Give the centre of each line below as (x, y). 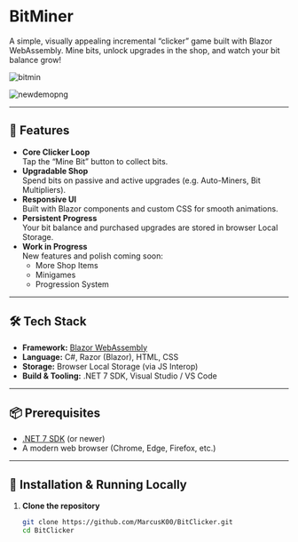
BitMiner (41, 16)
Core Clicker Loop (56, 152)
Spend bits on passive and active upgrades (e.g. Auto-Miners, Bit (141, 180)
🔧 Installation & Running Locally (98, 485)
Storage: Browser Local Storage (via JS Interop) (110, 366)
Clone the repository (61, 506)
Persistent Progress (59, 218)
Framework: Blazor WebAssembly (85, 347)
